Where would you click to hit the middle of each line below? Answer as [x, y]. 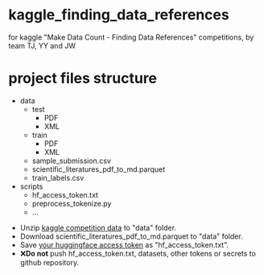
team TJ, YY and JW [42, 45]
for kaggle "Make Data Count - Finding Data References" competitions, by [131, 37]
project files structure [83, 79]
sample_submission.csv [71, 160]
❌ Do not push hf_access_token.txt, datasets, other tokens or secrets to [138, 253]
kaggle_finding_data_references [119, 15]
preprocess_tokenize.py [72, 203]
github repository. [49, 262]
